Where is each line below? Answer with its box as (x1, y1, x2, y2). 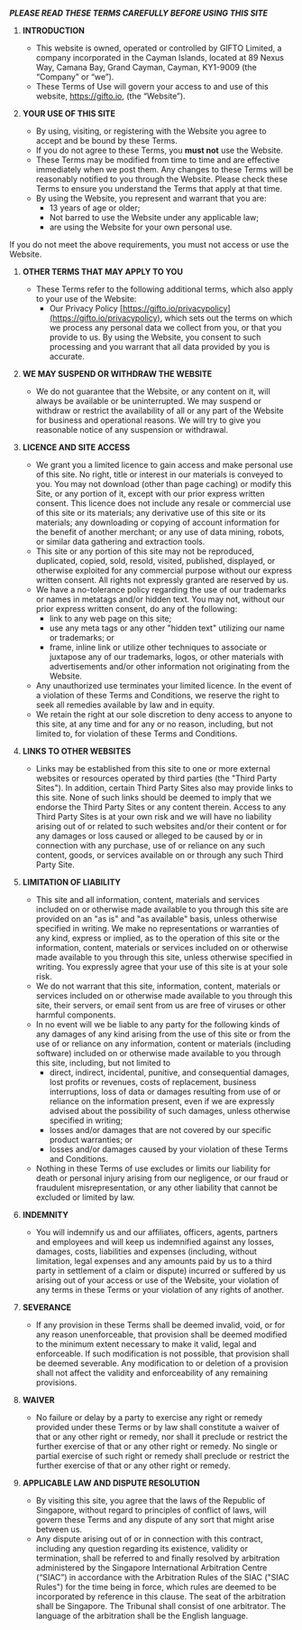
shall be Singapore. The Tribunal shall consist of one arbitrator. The (35, 1601, 287, 1611)
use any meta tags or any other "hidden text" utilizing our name (49, 623, 286, 633)
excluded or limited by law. (35, 1192, 135, 1203)
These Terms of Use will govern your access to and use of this (35, 81, 269, 91)
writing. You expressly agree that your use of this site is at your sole (35, 961, 288, 972)
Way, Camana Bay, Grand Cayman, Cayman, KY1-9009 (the (35, 62, 257, 72)
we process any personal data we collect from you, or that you (49, 323, 282, 333)
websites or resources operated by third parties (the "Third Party (35, 773, 278, 783)
